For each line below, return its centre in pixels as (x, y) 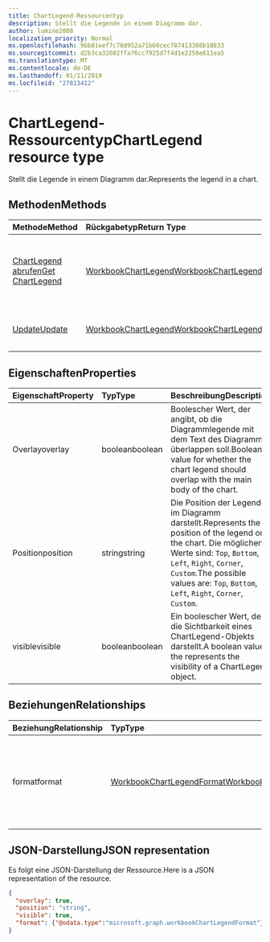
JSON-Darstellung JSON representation (109, 851)
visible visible (37, 647)
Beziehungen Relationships (77, 705)
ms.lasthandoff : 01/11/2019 (55, 76)
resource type (56, 157)
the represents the (205, 656)
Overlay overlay (41, 450)
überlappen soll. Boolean (217, 450)
